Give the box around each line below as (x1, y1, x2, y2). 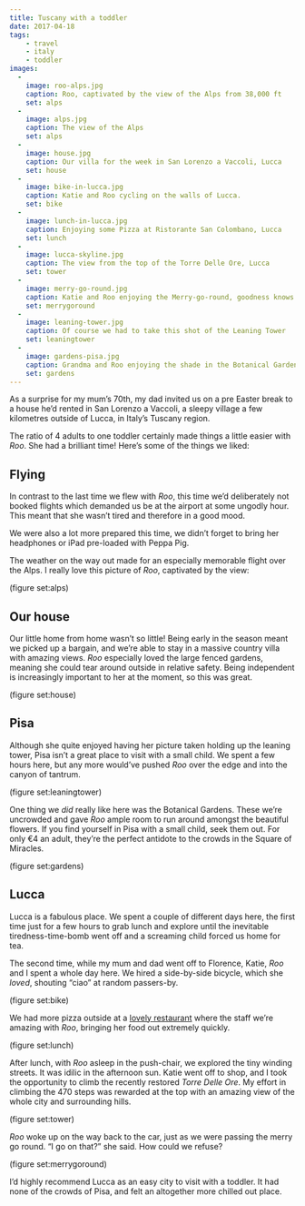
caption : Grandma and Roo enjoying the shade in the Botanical (25, 360, 271, 370)
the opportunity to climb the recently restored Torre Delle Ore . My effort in (9, 1076, 287, 1088)
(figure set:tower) (9, 1113, 75, 1124)
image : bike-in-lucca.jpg (25, 183, 124, 192)
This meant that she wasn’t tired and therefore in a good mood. (9, 511, 246, 522)
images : (9, 65, 39, 74)
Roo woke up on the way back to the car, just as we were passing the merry (9, 1130, 293, 1142)
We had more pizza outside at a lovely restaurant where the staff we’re (9, 1012, 274, 1023)
